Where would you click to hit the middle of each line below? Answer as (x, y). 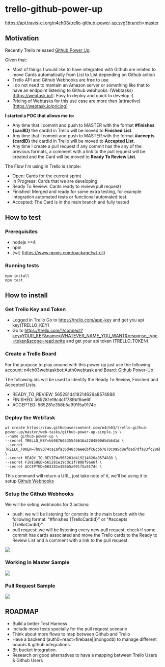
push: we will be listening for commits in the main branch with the (78, 514)
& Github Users (27, 660)
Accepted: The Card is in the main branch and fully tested (70, 202)
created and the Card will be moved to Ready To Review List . (74, 157)
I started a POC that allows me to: (40, 116)
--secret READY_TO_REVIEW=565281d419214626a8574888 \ (61, 458)
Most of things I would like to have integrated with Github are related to (84, 69)
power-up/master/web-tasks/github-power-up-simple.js (61, 432)
